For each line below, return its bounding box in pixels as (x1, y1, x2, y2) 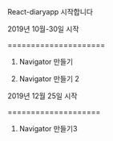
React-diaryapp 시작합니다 (7, 7, 94, 16)
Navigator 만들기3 (18, 124, 78, 133)
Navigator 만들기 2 (18, 74, 79, 83)
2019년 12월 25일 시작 (7, 91, 78, 101)
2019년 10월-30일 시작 (7, 24, 79, 34)
